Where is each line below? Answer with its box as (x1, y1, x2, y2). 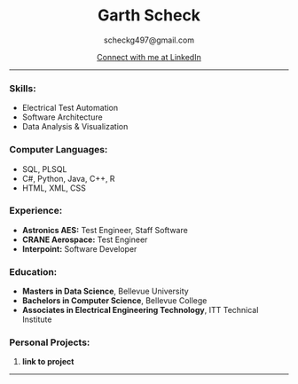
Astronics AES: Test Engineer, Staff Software (21, 224, 188, 235)
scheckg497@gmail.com (103, 35, 195, 45)
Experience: (9, 205, 63, 217)
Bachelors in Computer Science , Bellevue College (21, 295, 208, 306)
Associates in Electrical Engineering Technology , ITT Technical (21, 305, 259, 316)
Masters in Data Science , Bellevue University (21, 286, 189, 297)
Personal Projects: (9, 336, 90, 349)
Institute (21, 314, 52, 325)
